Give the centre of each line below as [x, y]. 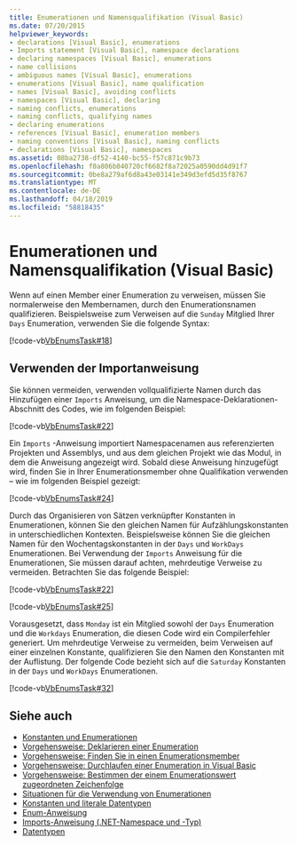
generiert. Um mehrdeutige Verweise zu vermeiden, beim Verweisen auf [141, 642]
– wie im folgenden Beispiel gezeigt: [75, 481]
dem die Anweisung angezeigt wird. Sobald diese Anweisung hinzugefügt [144, 462]
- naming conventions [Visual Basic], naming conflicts [114, 141]
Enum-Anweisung [55, 813]
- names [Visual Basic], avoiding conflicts [93, 92]
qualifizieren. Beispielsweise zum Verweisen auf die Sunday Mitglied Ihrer [142, 314]
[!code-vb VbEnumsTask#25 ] [62, 606]
